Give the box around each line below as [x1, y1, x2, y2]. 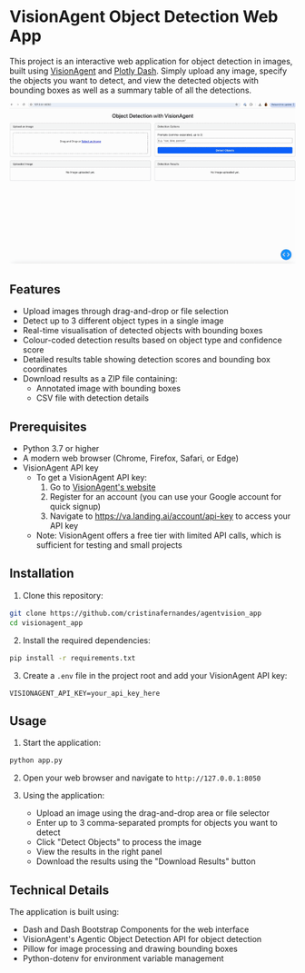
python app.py [9, 756, 64, 765]
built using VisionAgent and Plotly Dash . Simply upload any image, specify [9, 65, 288, 76]
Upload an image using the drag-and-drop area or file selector [35, 808, 271, 819]
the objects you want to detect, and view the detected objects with [9, 74, 259, 85]
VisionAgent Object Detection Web [9, 6, 279, 27]
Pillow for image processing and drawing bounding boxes [22, 943, 238, 954]
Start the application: [22, 738, 102, 749]
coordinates [22, 363, 68, 374]
